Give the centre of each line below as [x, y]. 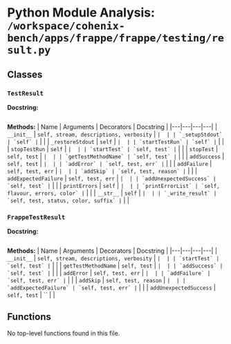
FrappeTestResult [36, 217]
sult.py [29, 50]
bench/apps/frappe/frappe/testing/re [116, 38]
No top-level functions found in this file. [64, 333]
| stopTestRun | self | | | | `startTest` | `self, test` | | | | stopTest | [113, 149]
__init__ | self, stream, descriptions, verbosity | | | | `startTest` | [113, 258]
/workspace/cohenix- [66, 26]
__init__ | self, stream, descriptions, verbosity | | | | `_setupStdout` [115, 134]
